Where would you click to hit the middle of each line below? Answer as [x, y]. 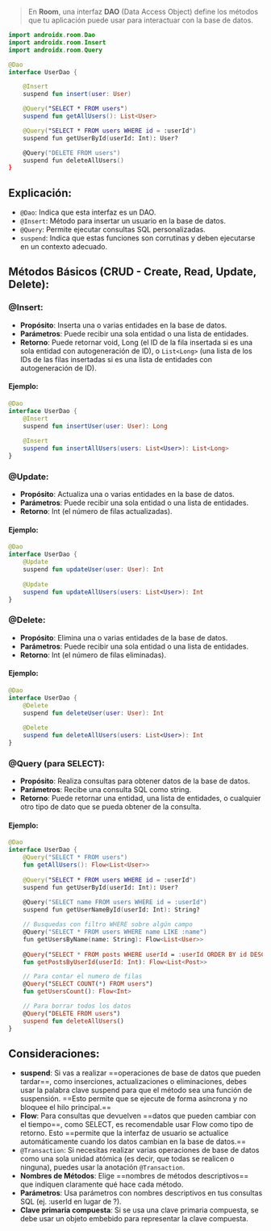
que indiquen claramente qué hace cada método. [102, 1184]
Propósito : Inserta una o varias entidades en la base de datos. [123, 325]
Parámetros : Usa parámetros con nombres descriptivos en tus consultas [141, 1193]
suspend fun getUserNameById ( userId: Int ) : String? [111, 910]
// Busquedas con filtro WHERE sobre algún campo [108, 924]
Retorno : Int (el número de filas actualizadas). [96, 511]
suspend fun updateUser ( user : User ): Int [93, 570]
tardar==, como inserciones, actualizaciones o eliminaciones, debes [133, 1082]
